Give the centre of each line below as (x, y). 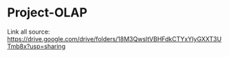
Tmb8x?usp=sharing (36, 46)
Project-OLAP (47, 13)
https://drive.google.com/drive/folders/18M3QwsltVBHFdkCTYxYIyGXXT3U (115, 38)
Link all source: (29, 32)
